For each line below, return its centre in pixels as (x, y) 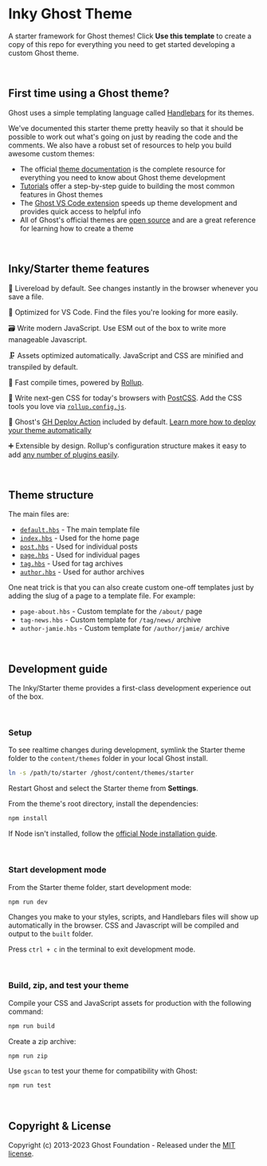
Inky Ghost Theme (71, 14)
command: (26, 1011)
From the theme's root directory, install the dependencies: (104, 804)
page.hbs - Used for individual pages (80, 555)
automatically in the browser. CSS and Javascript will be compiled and (124, 925)
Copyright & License (60, 1126)
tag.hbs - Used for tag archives (71, 564)
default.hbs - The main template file (80, 530)
